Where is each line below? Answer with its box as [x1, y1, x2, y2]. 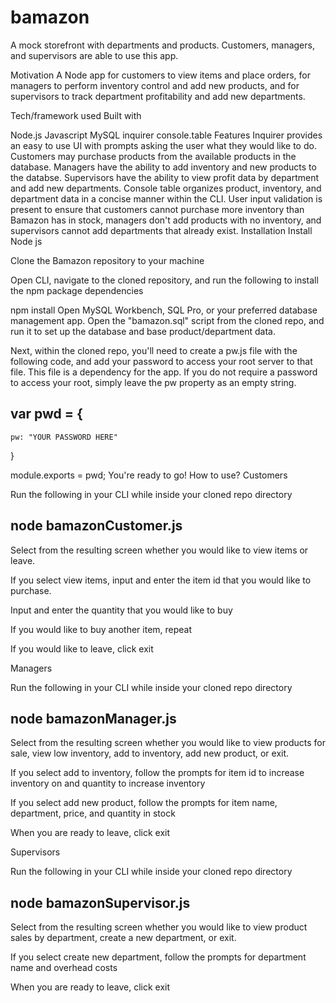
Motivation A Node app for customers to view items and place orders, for [10, 69, 312, 81]
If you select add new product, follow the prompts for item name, [10, 797, 278, 809]
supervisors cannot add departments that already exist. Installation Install [10, 224, 313, 236]
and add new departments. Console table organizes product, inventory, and [10, 182, 322, 194]
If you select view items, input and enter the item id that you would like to [10, 574, 312, 586]
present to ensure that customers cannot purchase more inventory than [10, 203, 305, 215]
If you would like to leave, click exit [10, 642, 154, 655]
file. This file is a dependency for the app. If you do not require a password [10, 366, 318, 378]
